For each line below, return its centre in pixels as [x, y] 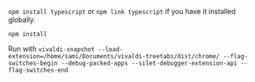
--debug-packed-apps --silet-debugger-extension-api [149, 63]
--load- [111, 50]
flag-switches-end [38, 70]
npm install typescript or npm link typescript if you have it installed [122, 11]
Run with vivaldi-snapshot [52, 49]
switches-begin [33, 63]
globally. [22, 20]
